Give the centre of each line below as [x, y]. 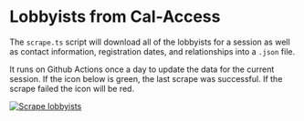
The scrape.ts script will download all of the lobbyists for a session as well [150, 42]
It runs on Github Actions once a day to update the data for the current [142, 69]
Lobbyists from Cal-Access [115, 17]
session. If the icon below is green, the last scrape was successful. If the [146, 78]
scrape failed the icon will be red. [72, 88]
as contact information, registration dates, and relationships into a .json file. [152, 51]
